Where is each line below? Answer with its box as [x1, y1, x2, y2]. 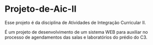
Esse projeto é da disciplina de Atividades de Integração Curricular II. [4, 20, 146, 25]
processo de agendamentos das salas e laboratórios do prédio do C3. [4, 34, 148, 40]
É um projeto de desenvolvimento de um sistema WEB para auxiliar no [4, 29, 148, 35]
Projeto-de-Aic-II [4, 3, 76, 15]
